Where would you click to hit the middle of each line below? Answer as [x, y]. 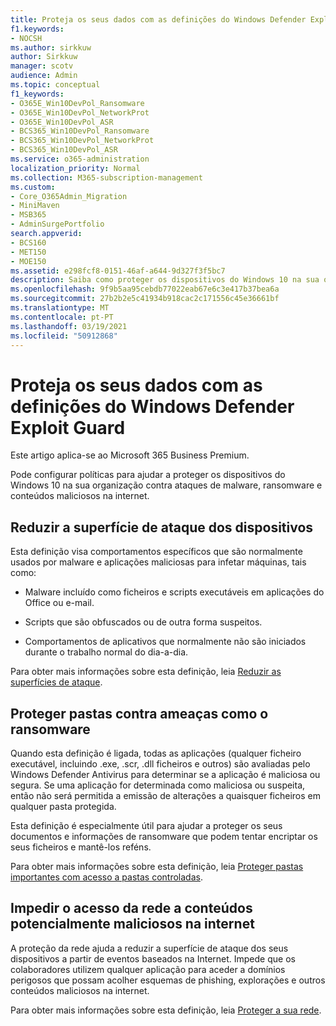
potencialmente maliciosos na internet [132, 924]
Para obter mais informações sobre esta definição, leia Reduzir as [146, 672]
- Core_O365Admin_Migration [69, 196]
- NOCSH [26, 38]
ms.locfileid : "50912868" [64, 336]
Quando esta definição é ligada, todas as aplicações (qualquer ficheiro [156, 753]
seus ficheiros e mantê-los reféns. [81, 847]
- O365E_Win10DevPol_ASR [62, 122]
